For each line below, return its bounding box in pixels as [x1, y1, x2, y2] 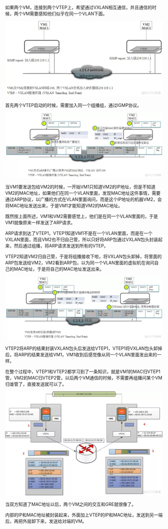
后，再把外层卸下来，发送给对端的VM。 [5, 518, 87, 524]
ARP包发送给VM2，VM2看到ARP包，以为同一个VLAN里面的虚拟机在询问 [5, 260, 154, 266]
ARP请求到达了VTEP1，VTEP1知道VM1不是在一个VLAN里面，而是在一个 [5, 230, 152, 236]
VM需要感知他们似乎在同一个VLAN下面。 [22, 11, 107, 17]
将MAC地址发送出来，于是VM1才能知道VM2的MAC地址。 [5, 203, 122, 209]
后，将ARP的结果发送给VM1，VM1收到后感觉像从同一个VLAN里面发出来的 [5, 352, 157, 358]
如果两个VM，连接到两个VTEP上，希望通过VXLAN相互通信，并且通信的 [5, 5, 152, 10]
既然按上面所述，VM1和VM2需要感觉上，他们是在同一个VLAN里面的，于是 [5, 213, 158, 219]
